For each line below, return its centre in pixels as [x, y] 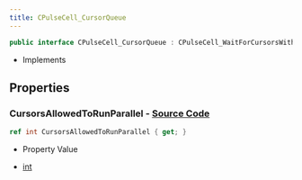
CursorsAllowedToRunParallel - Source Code [110, 113]
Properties [40, 88]
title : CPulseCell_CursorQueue [68, 18]
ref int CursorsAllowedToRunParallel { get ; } [98, 132]
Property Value [50, 149]
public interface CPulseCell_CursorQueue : [92, 42]
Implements [44, 59]
